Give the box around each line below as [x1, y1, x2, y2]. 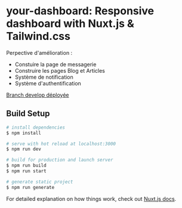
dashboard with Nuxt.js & [6, 17, 134, 30]
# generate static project [6, 179, 73, 185]
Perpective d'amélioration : [6, 49, 73, 56]
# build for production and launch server [6, 157, 113, 163]
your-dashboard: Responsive [6, 4, 155, 18]
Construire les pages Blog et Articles [14, 67, 106, 74]
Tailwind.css [6, 30, 70, 43]
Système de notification [14, 73, 73, 80]
